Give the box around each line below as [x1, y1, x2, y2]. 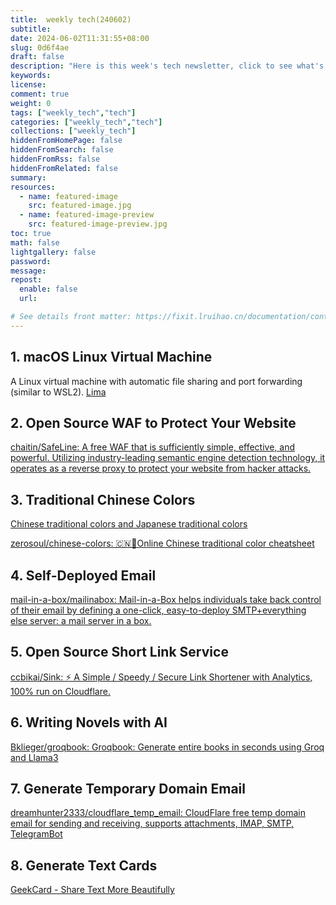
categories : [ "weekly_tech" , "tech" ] [10, 117, 163, 127]
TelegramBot [10, 828, 63, 840]
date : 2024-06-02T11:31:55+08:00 [10, 33, 150, 43]
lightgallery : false [10, 247, 97, 257]
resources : [10, 182, 56, 192]
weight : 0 [10, 98, 52, 108]
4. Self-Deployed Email [10, 567, 157, 584]
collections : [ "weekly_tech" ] [10, 126, 137, 136]
